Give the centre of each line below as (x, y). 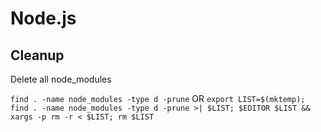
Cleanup (37, 55)
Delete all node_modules (61, 79)
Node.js (43, 18)
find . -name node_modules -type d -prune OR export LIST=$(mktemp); (158, 98)
